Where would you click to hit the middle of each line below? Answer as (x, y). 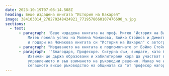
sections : (16, 24)
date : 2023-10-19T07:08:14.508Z (39, 10)
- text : (18, 28)
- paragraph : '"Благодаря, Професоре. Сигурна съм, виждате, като (90, 51)
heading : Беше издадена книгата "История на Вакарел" (63, 14)
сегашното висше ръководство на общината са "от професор (90, 65)
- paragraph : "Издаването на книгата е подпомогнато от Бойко (85, 47)
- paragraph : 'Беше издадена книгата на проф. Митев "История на (88, 33)
